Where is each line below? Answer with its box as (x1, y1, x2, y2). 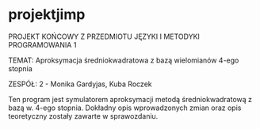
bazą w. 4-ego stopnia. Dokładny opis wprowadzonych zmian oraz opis (8, 103, 242, 112)
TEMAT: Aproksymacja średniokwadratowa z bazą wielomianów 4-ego (8, 55, 239, 65)
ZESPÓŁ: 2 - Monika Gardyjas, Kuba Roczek (8, 79, 152, 89)
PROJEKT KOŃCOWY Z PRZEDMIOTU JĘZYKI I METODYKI (8, 32, 201, 41)
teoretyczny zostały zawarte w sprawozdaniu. (8, 111, 159, 120)
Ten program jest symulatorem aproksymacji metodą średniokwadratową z (8, 94, 252, 104)
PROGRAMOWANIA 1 (8, 40, 77, 49)
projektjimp (8, 6, 86, 24)
